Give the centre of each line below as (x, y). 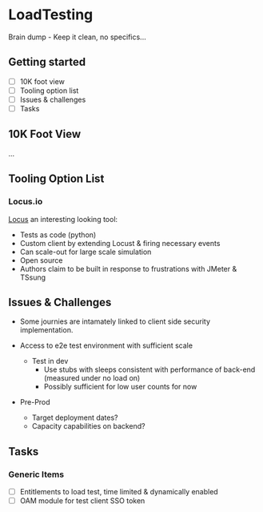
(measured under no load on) (92, 378)
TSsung (33, 277)
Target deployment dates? (75, 417)
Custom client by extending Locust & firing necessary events (120, 243)
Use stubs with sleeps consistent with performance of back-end (149, 369)
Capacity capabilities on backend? (88, 426)
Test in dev (50, 361)
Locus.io (26, 202)
